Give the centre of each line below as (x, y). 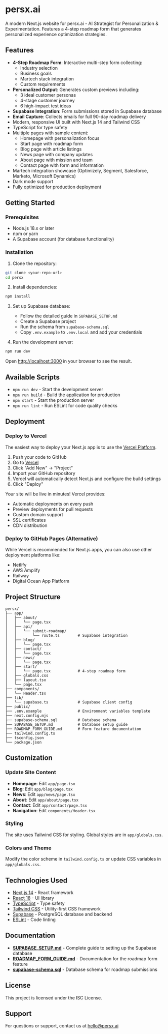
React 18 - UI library (33, 898)
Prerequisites (22, 217)
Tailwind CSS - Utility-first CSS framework (57, 908)
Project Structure (33, 597)
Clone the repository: (35, 263)
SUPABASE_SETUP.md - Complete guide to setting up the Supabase (85, 948)
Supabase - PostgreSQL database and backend (62, 914)
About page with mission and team (56, 160)
